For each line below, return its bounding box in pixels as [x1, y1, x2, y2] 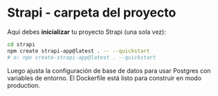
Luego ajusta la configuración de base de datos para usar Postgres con [7, 66, 211, 75]
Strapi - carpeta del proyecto [7, 5, 176, 21]
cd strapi [7, 41, 36, 48]
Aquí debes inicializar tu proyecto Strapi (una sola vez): [7, 28, 166, 36]
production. [7, 81, 40, 89]
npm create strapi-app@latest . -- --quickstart [7, 47, 150, 55]
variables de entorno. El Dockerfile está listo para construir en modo [7, 74, 202, 82]
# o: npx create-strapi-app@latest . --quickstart [7, 54, 156, 61]
